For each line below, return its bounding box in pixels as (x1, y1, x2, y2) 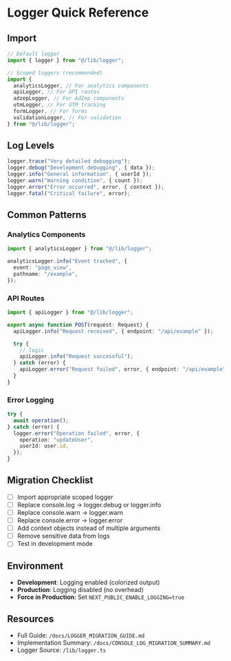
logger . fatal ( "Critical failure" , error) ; (7, 190, 131, 197)
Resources (7, 613, 54, 624)
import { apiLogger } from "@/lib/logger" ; (7, 309, 134, 316)
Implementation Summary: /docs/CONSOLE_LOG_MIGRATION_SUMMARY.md (16, 638, 211, 647)
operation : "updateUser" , (19, 436, 94, 443)
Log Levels (7, 140, 55, 152)
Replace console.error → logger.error (16, 516, 123, 525)
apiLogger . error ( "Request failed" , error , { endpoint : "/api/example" (19, 366, 226, 373)
